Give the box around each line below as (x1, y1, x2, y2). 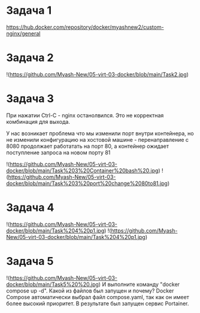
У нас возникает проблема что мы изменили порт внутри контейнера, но (6, 130, 194, 137)
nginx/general (6, 29, 41, 37)
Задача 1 (6, 4, 52, 17)
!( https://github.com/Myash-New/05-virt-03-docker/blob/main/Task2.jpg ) (6, 70, 189, 78)
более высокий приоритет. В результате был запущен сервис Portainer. (6, 300, 189, 307)
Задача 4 (6, 201, 54, 214)
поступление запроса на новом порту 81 (6, 148, 111, 156)
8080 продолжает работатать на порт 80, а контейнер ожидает (6, 142, 169, 150)
